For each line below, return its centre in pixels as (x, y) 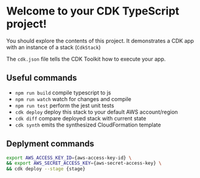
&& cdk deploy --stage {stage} (46, 169)
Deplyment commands (50, 144)
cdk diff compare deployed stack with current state (81, 118)
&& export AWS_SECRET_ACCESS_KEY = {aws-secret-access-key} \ (84, 163)
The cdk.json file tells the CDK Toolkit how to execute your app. (86, 59)
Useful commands (42, 78)
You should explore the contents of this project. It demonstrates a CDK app (100, 41)
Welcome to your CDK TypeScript (93, 11)
